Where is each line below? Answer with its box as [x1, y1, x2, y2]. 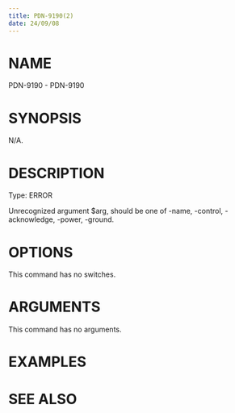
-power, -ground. [57, 215, 115, 224]
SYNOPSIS [8, 109, 82, 127]
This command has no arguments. [8, 324, 122, 335]
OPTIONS [8, 243, 73, 261]
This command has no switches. [8, 269, 116, 279]
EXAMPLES [8, 353, 86, 371]
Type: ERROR [8, 190, 52, 200]
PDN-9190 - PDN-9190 [8, 81, 85, 90]
